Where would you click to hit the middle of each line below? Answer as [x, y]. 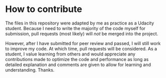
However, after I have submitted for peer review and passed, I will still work [83, 43]
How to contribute [44, 9]
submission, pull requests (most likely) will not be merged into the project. [82, 33]
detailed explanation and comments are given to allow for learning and [78, 64]
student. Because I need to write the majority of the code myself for [75, 28]
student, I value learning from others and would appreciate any [70, 54]
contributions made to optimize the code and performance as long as [77, 59]
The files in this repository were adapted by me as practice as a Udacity [80, 23]
